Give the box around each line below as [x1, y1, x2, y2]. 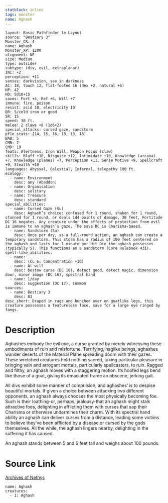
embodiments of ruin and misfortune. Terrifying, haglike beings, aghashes [5, 346, 158, 352]
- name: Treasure [10, 193, 46, 198]
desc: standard [14, 197, 46, 203]
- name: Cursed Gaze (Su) [10, 207, 64, 212]
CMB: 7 [5, 140, 19, 146]
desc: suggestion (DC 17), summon [14, 281, 86, 286]
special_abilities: [5, 202, 46, 207]
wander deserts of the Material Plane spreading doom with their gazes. [5, 351, 152, 357]
